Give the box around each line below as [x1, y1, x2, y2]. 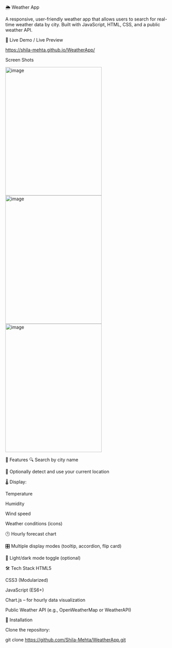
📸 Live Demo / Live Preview [5, 37, 63, 43]
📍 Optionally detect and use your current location [5, 469, 109, 474]
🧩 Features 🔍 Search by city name [5, 456, 79, 463]
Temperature [5, 491, 33, 497]
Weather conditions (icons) [5, 521, 63, 526]
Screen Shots [5, 57, 34, 63]
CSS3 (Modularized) [5, 577, 49, 583]
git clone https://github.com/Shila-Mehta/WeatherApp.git [5, 637, 126, 643]
